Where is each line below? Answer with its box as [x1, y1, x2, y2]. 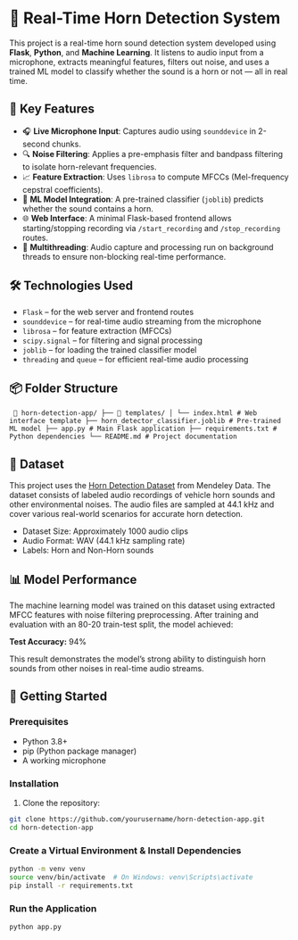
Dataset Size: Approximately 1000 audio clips [21, 526, 189, 537]
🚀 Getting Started [9, 689, 108, 704]
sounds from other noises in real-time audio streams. [9, 663, 204, 673]
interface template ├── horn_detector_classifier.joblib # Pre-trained [9, 417, 281, 426]
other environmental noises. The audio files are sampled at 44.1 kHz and [9, 499, 275, 510]
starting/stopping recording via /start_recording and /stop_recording [21, 222, 281, 233]
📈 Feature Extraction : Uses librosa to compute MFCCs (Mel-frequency [21, 171, 289, 182]
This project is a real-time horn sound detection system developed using [9, 37, 277, 48]
